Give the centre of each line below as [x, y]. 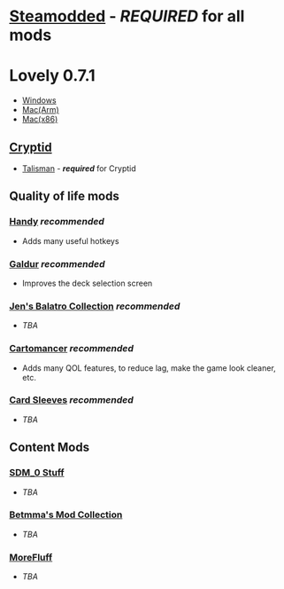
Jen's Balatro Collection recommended [95, 306]
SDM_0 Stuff [37, 473]
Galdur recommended [57, 263]
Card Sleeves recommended [72, 400]
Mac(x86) [40, 119]
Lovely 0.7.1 [52, 76]
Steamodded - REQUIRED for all [127, 16]
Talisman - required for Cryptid [79, 168]
